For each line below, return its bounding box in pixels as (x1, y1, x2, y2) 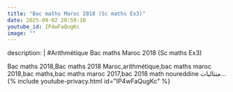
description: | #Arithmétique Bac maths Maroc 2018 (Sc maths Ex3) (7, 49, 202, 57)
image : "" (7, 29, 36, 37)
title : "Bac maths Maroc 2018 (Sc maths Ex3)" (7, 10, 146, 17)
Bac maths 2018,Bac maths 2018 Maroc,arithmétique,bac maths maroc (7, 62, 212, 70)
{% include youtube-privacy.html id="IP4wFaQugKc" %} (7, 77, 171, 86)
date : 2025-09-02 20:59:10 (7, 17, 86, 24)
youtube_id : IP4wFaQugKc (7, 23, 80, 30)
